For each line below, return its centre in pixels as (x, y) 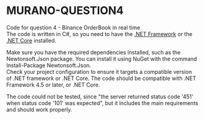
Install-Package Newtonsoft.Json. (49, 65)
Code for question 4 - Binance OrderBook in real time (73, 27)
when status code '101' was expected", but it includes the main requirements (102, 103)
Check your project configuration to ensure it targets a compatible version (99, 71)
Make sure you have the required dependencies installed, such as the (93, 52)
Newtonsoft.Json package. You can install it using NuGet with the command (102, 59)
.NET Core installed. (31, 40)
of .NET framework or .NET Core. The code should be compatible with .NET (101, 78)
